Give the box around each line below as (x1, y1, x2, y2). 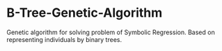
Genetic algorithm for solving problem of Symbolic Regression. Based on (6, 28, 215, 36)
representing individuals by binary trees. (6, 35, 122, 43)
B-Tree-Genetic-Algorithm (6, 5, 163, 21)
